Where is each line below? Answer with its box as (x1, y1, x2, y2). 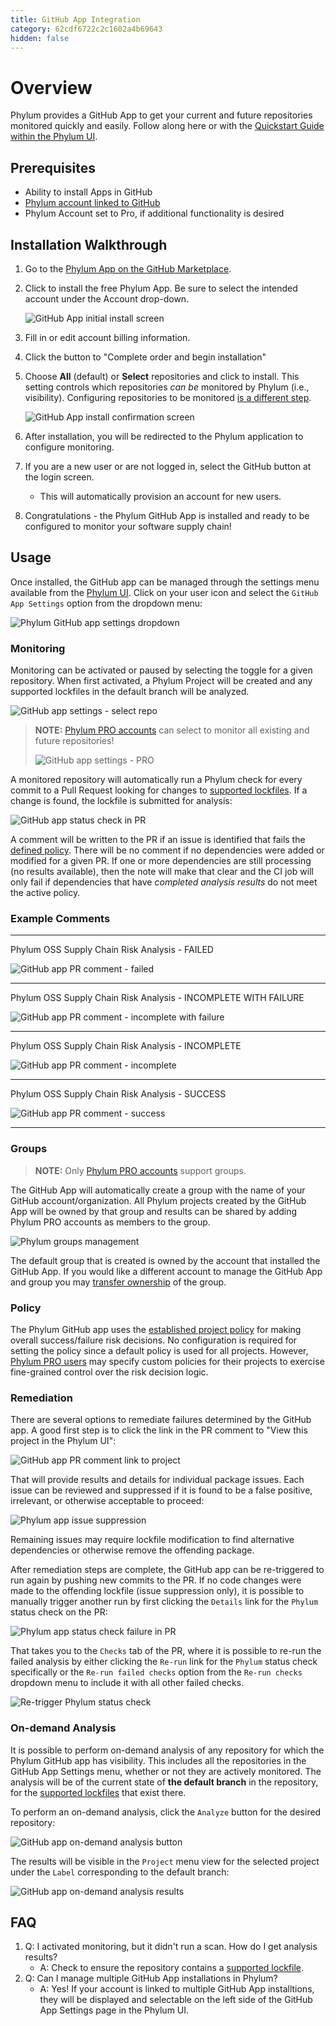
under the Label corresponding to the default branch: (10, 1866, 230, 1878)
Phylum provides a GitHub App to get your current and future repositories (10, 109, 313, 121)
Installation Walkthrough (10, 236, 168, 253)
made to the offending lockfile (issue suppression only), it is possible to (10, 1585, 305, 1597)
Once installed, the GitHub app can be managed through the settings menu (10, 576, 320, 588)
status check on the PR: (10, 1606, 108, 1618)
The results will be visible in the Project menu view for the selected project (10, 1855, 320, 1867)
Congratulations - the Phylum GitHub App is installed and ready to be (24, 509, 310, 521)
